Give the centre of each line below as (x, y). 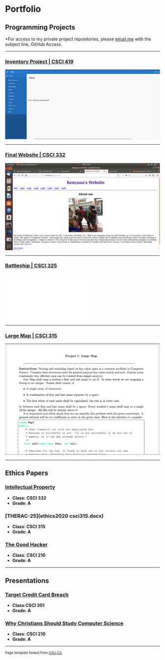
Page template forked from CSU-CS (34, 653)
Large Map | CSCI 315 (31, 336)
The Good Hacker (27, 544)
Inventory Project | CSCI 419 (39, 62)
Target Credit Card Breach (37, 595)
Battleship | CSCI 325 (31, 266)
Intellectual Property (30, 487)
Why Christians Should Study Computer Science (64, 623)
